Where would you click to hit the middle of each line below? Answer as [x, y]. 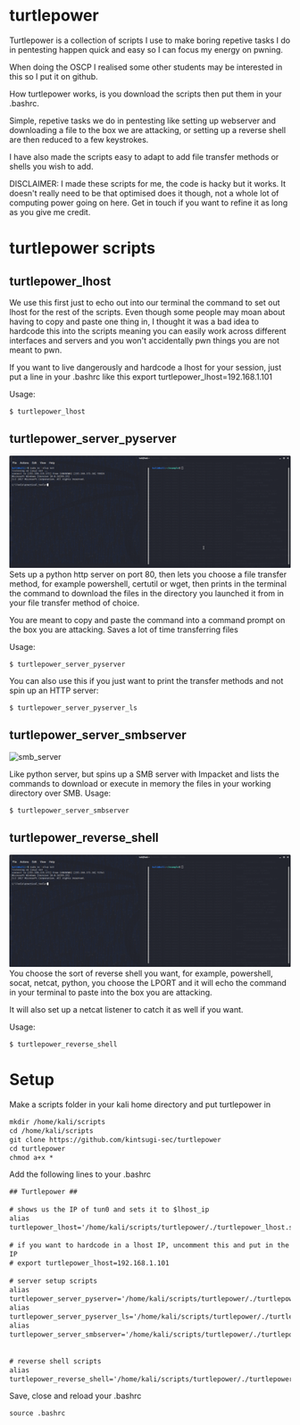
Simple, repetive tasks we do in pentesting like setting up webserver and [143, 121]
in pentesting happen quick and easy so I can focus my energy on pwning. [146, 49]
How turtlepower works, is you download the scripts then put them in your [146, 94]
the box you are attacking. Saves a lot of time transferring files [124, 629]
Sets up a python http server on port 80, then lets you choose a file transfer [148, 575]
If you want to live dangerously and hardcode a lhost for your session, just [146, 367]
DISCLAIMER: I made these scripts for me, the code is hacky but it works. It [148, 183]
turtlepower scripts [83, 249]
